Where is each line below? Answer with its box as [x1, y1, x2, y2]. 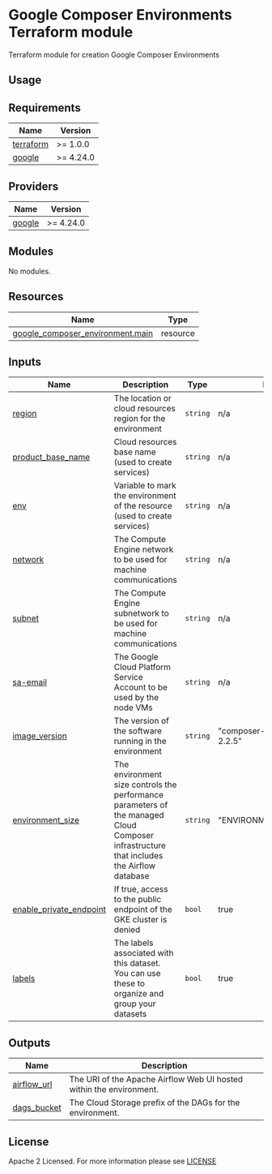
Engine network [113, 544, 174, 555]
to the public [113, 894, 162, 905]
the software [113, 725, 162, 737]
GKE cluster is [113, 914, 168, 926]
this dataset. [113, 957, 161, 969]
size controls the [113, 779, 177, 790]
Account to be [113, 682, 168, 693]
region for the [113, 413, 166, 424]
